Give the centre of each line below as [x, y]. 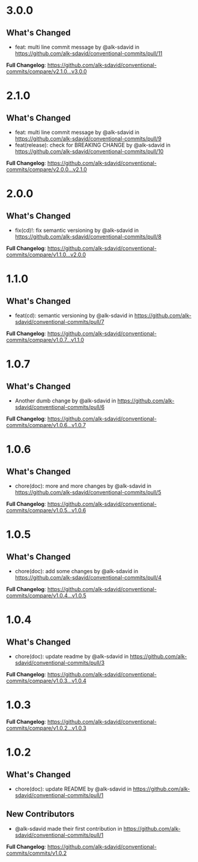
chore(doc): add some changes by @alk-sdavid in [76, 571]
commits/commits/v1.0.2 [37, 853]
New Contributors [40, 814]
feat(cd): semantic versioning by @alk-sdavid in [74, 315]
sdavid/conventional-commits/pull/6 [60, 407]
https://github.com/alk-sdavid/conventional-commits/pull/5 [88, 492]
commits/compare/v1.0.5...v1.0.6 [46, 510]
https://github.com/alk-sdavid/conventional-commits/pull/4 [88, 578]
